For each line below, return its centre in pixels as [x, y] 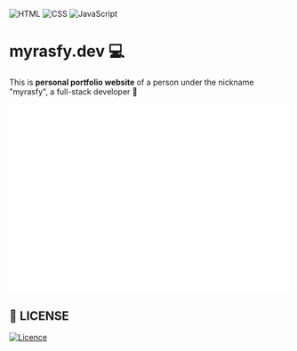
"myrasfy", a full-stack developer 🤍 [73, 91]
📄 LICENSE [39, 316]
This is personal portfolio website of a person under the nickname [132, 82]
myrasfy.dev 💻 [67, 51]
